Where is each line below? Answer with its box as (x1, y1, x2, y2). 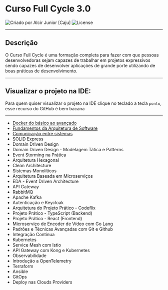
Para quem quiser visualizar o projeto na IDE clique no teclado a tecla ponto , (5, 100, 161, 106)
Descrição (5, 38, 38, 47)
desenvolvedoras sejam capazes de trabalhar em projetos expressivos (5, 57, 151, 63)
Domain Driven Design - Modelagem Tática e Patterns (12, 146, 124, 152)
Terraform (12, 263, 33, 269)
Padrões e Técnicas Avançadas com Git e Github (12, 226, 113, 232)
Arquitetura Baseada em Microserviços (12, 173, 93, 179)
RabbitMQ (12, 189, 33, 195)
